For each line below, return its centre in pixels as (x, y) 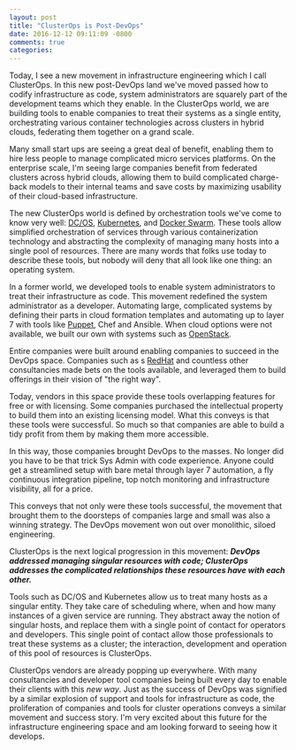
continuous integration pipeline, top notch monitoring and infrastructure (140, 480)
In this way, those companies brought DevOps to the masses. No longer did (147, 452)
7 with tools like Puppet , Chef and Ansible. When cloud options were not (140, 325)
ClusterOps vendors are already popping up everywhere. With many (133, 670)
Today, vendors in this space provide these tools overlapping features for (142, 397)
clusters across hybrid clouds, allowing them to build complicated (129, 177)
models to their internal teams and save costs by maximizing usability (156, 187)
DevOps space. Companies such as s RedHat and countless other (129, 360)
